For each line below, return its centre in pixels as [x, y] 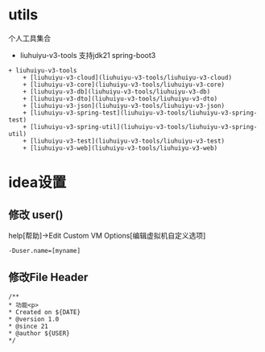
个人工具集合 [29, 38]
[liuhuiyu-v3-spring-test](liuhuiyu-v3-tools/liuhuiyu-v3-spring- [143, 113]
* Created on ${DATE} [45, 312]
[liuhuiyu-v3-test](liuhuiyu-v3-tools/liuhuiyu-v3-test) [127, 141]
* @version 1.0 [34, 319]
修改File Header [48, 277]
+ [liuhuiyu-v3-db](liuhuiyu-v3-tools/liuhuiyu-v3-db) [117, 91]
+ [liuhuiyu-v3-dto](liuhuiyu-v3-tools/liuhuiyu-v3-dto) [120, 98]
